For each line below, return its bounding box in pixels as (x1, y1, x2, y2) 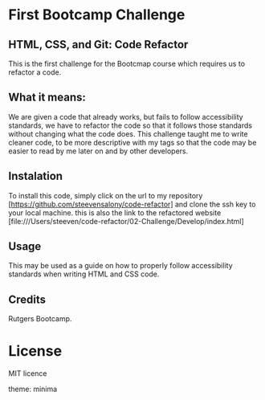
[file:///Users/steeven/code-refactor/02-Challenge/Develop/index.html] (8, 216, 245, 226)
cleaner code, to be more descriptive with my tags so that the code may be (8, 137, 257, 147)
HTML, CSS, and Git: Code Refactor (8, 38, 189, 51)
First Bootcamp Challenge (8, 6, 185, 24)
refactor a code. (8, 67, 62, 77)
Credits (8, 292, 47, 306)
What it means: (8, 91, 86, 104)
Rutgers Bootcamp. (8, 314, 72, 324)
